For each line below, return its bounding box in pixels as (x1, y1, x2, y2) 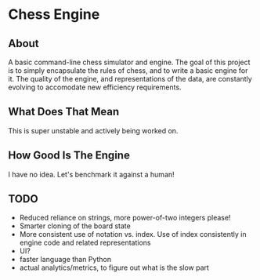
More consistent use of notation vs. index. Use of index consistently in (19, 230, 247, 239)
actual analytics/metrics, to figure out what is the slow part (19, 263, 210, 272)
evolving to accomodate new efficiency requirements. (8, 82, 182, 92)
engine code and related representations (19, 238, 151, 248)
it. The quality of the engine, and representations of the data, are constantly (8, 75, 252, 83)
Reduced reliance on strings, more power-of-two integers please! (19, 213, 231, 223)
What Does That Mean (8, 105, 120, 118)
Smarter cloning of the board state (19, 221, 131, 231)
